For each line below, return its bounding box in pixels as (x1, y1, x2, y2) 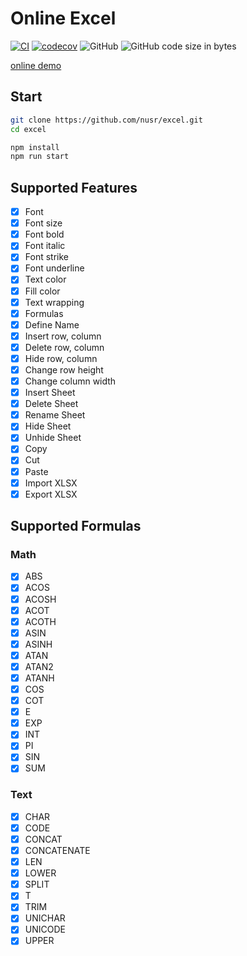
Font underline (24, 262, 85, 274)
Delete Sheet (24, 398, 79, 410)
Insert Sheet (24, 387, 76, 399)
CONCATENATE (24, 844, 91, 856)
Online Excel (10, 7, 117, 30)
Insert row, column (24, 330, 102, 342)
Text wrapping (24, 296, 85, 308)
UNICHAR (24, 912, 66, 924)
